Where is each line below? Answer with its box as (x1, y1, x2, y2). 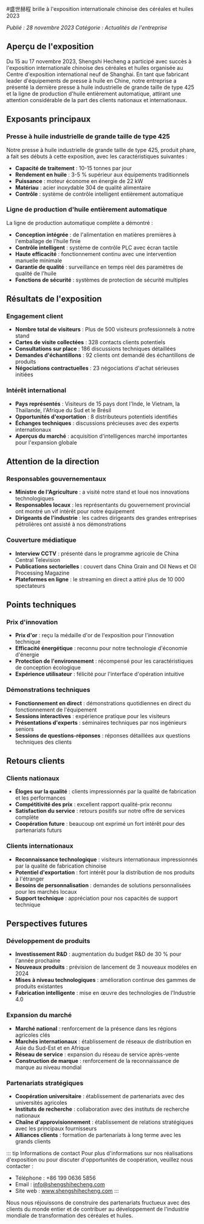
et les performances (15, 794, 66, 801)
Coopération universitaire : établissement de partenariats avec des (15, 1093, 185, 1100)
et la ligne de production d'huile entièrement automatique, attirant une (6, 90, 181, 97)
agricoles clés (15, 1031, 50, 1039)
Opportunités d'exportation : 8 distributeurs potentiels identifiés (15, 413, 178, 420)
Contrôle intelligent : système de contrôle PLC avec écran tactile (15, 244, 178, 251)
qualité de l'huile (15, 269, 56, 277)
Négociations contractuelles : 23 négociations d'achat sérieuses (15, 364, 179, 372)
